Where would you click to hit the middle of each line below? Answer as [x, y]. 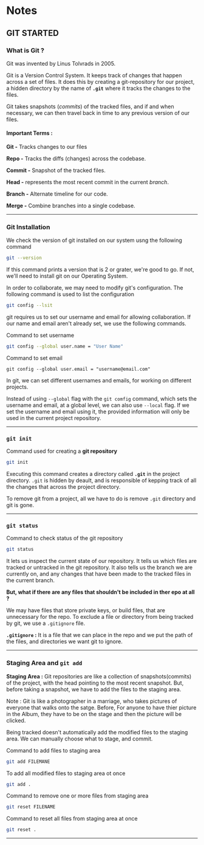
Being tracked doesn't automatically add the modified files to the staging [97, 732]
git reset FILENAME [31, 807]
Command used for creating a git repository [62, 451]
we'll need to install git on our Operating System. [67, 276]
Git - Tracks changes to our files [47, 147]
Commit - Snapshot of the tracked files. [56, 170]
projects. [17, 387]
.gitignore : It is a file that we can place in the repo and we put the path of [100, 635]
